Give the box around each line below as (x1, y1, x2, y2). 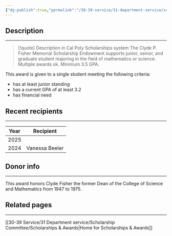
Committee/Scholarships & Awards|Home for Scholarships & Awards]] (5, 224, 153, 231)
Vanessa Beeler (26, 145, 64, 152)
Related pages (5, 201, 52, 209)
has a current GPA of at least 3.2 (12, 87, 82, 93)
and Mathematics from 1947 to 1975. (5, 186, 82, 192)
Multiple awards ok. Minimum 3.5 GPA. (17, 61, 100, 67)
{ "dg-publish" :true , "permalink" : (5, 7, 77, 13)
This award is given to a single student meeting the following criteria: (5, 71, 151, 77)
